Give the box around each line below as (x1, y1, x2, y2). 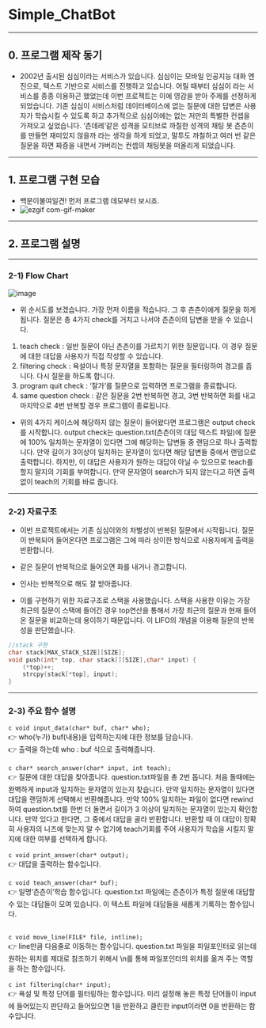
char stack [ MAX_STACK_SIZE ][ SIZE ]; (8, 648, 126, 656)
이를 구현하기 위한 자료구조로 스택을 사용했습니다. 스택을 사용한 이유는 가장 (19, 595, 251, 605)
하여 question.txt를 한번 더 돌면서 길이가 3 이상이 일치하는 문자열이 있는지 (8, 804, 237, 814)
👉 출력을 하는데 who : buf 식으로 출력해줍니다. (8, 744, 156, 753)
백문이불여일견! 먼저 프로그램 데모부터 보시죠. (19, 195, 160, 205)
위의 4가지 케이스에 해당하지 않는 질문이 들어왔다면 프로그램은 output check (19, 417, 256, 427)
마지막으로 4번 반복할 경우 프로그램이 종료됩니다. (19, 400, 171, 410)
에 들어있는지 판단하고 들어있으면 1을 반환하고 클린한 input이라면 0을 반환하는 (8, 1001, 248, 1011)
